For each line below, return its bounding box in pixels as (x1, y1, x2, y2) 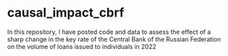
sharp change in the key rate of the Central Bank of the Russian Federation (7, 35, 221, 43)
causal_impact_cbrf (7, 5, 124, 21)
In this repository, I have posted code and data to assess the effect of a (7, 28, 211, 36)
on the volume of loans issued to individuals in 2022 (7, 42, 156, 50)
